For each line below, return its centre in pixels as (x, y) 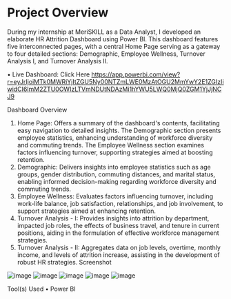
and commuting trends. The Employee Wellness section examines (111, 145)
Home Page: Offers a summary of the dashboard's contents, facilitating (118, 123)
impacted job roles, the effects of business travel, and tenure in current (118, 225)
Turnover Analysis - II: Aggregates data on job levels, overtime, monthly (119, 247)
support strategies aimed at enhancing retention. (87, 211)
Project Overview (58, 13)
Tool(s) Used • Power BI (41, 289)
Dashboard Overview (37, 110)
